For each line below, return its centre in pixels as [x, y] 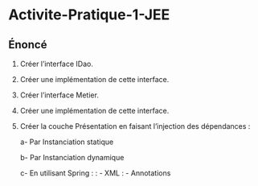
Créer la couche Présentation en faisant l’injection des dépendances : [135, 126]
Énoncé [28, 45]
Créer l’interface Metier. [59, 95]
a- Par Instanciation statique [67, 142]
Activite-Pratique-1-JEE [89, 15]
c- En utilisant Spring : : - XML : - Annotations [95, 173]
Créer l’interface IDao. [57, 64]
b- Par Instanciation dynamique [72, 157]
